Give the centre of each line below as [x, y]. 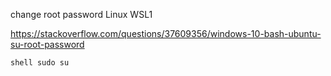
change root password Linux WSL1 [81, 14]
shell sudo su [40, 63]
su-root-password [47, 44]
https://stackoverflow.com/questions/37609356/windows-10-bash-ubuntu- [166, 33]
